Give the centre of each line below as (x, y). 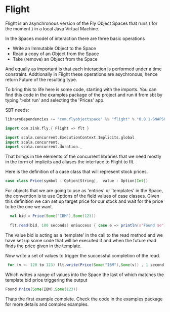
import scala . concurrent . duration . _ (44, 147)
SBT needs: (17, 110)
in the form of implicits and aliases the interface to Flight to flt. (70, 162)
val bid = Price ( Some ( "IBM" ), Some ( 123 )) (53, 216)
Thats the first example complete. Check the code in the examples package (84, 299)
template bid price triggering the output (46, 280)
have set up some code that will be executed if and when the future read (81, 240)
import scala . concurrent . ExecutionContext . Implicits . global (70, 138)
